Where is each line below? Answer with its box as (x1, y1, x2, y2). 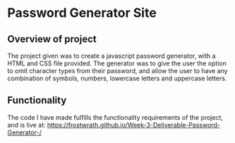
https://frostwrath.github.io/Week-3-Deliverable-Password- (47, 120, 221, 129)
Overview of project (7, 33, 97, 45)
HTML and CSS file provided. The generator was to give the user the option (7, 59, 227, 68)
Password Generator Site (7, 5, 157, 21)
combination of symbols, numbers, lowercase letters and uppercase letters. (7, 74, 227, 82)
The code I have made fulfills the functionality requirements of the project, (7, 113, 224, 121)
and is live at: (7, 120, 46, 129)
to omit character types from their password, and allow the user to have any (7, 67, 228, 75)
